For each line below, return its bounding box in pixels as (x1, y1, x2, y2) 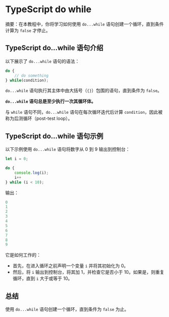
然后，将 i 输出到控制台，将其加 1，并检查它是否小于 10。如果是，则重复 (12, 269, 164, 275)
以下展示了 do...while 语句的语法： (5, 58, 80, 64)
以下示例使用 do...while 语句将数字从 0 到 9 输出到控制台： (5, 146, 130, 152)
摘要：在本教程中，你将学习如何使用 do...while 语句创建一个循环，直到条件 (5, 21, 164, 27)
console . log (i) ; (14, 170, 49, 175)
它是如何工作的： (5, 252, 41, 258)
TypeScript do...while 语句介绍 (5, 44, 104, 52)
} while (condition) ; (5, 78, 49, 83)
